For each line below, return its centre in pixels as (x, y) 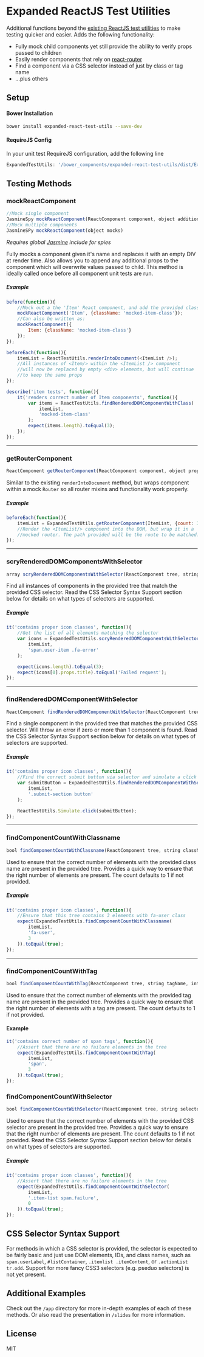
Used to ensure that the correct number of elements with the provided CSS (100, 1121)
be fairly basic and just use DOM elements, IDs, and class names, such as (99, 1255)
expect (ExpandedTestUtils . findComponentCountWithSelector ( (93, 1187)
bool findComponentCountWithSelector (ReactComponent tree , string (92, 1109)
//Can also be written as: (51, 319)
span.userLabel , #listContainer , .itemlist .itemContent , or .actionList (97, 1261)
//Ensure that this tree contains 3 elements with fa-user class (102, 916)
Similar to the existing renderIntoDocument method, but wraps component (98, 483)
